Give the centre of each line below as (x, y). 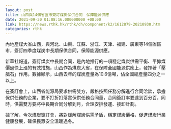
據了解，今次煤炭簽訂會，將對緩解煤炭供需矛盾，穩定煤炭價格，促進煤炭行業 (85, 115)
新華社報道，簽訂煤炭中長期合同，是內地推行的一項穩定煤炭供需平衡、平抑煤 (85, 61)
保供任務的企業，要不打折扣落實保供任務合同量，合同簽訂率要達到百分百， (83, 98)
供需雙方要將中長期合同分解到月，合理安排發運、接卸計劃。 (76, 104)
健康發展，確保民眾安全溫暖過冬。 (41, 121)
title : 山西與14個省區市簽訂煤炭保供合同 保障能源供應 (57, 15)
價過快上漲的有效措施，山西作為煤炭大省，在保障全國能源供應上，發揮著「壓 (85, 68)
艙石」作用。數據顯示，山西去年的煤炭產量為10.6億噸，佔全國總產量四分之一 (85, 74)
